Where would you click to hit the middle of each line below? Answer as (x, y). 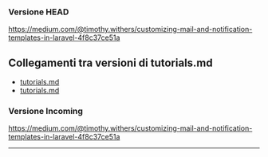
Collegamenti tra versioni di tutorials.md (110, 63)
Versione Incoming (46, 112)
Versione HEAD (39, 12)
